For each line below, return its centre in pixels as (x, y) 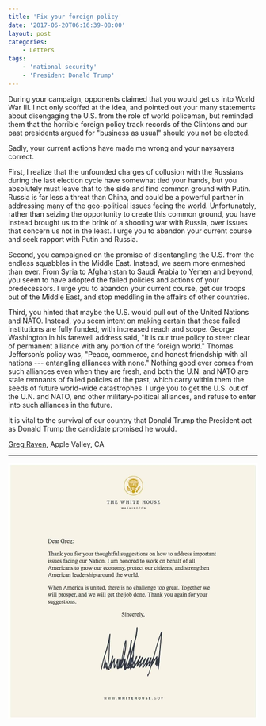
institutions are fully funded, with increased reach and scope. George (121, 328)
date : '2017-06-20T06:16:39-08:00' (67, 25)
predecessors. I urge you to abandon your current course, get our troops (127, 288)
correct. (21, 156)
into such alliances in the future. (61, 405)
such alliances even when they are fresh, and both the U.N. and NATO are (128, 371)
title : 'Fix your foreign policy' (65, 17)
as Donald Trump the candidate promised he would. (93, 428)
